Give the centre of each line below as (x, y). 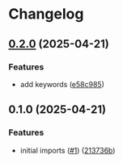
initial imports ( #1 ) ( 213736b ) (68, 150)
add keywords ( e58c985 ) (62, 84)
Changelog (46, 14)
